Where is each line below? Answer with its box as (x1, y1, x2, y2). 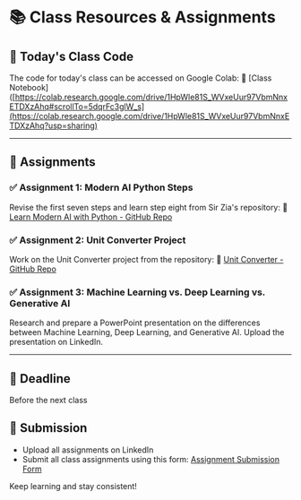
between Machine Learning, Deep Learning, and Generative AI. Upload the (9, 327, 285, 338)
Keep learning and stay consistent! (9, 480, 137, 491)
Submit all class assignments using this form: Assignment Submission (21, 453, 280, 464)
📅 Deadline (9, 371, 72, 386)
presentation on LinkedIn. (9, 337, 104, 348)
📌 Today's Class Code (9, 48, 134, 64)
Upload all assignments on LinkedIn (21, 444, 154, 455)
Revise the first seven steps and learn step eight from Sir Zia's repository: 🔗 (9, 202, 288, 212)
